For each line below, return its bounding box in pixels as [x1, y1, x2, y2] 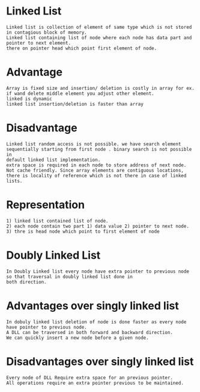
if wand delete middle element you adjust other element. [6, 90, 154, 96]
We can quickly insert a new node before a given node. [6, 335, 149, 341]
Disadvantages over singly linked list [6, 355, 194, 368]
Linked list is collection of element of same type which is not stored [6, 24, 192, 30]
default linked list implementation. [6, 157, 101, 163]
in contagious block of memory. [6, 29, 87, 36]
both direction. [6, 279, 47, 285]
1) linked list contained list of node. [6, 218, 109, 224]
